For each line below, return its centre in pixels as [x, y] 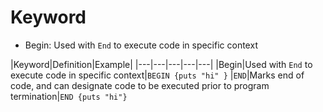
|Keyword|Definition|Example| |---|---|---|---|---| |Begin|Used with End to [161, 64]
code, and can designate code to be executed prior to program [140, 85]
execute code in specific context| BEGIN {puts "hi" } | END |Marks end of [157, 75]
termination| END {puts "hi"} [69, 96]
